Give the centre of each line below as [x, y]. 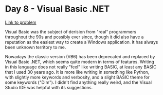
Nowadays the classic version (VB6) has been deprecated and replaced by [80, 56]
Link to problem [21, 22]
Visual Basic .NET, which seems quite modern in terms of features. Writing [80, 62]
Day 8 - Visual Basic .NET [57, 9]
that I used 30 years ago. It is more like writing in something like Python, [77, 72]
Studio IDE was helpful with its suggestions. [49, 87]
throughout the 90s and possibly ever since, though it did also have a [74, 37]
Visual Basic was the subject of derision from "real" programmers [71, 32]
